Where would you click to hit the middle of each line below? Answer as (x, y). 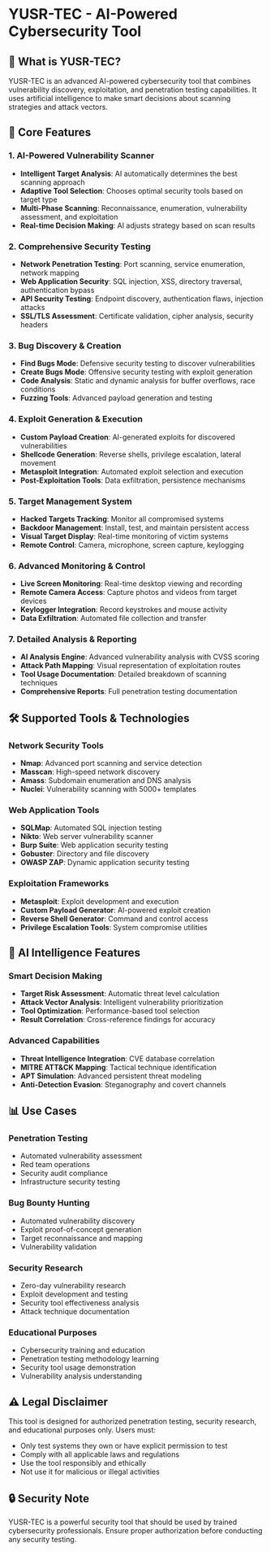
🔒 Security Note (49, 1498)
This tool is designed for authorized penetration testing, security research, (133, 1422)
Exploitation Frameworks (59, 884)
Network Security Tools (56, 745)
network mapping (49, 273)
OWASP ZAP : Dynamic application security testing (105, 863)
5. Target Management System (70, 501)
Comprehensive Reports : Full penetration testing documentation (129, 692)
